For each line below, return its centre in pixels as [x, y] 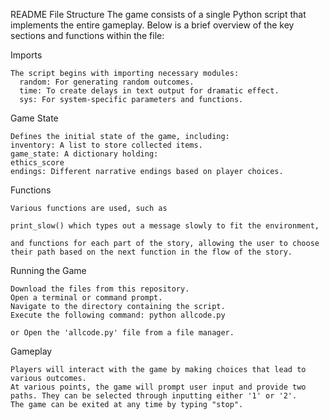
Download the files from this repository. [100, 289]
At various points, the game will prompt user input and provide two [158, 387]
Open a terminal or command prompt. [86, 298]
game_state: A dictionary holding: [84, 154]
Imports [26, 55]
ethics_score [37, 163]
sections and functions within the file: [87, 35]
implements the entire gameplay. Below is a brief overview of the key [152, 25]
